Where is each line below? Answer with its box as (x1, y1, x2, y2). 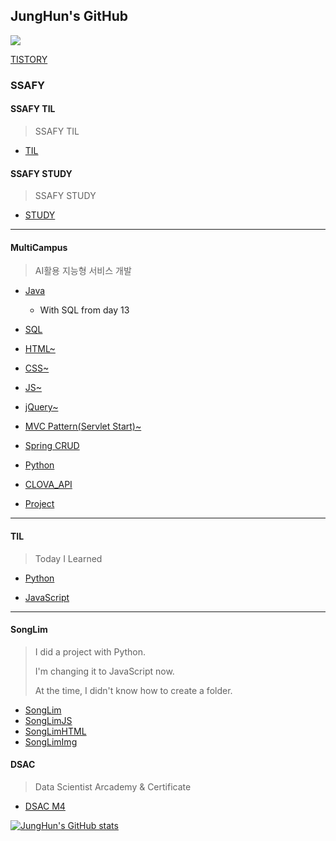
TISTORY (10, 53, 48, 65)
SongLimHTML (24, 725, 87, 737)
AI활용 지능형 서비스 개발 (34, 265, 132, 277)
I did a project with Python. (34, 645, 147, 658)
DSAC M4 (24, 800, 66, 812)
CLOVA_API (24, 479, 73, 491)
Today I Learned (34, 552, 103, 564)
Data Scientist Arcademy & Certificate (34, 780, 192, 793)
